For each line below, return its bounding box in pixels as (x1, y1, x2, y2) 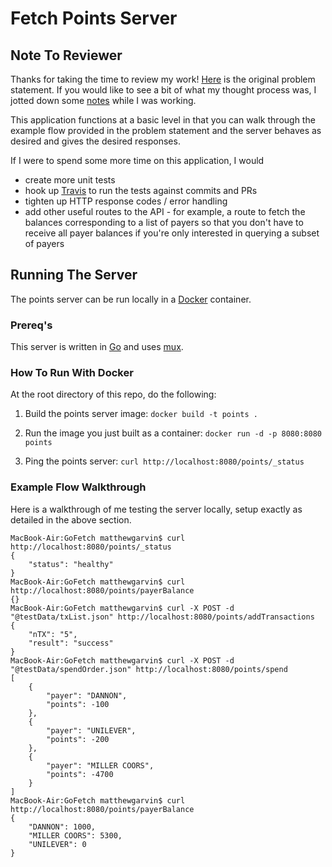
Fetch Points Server (10, 7, 178, 30)
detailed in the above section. (10, 513, 132, 526)
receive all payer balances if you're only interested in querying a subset (24, 227, 320, 239)
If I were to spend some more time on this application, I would (10, 155, 265, 166)
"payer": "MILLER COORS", (46, 760, 155, 771)
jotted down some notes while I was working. (10, 95, 197, 106)
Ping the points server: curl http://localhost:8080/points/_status (24, 455, 305, 467)
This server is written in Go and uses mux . (10, 341, 184, 353)
